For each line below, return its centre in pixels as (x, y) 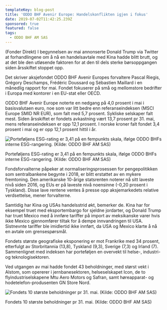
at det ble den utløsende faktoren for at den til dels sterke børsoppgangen (81, 62)
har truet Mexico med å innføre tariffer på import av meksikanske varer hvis (83, 215)
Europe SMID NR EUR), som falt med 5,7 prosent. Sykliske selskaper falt (79, 113)
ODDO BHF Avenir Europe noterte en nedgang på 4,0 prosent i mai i (75, 103)
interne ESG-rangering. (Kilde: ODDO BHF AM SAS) (58, 159)
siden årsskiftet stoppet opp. (35, 67)
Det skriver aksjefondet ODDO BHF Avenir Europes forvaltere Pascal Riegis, (83, 77)
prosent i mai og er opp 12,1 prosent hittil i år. (51, 129)
